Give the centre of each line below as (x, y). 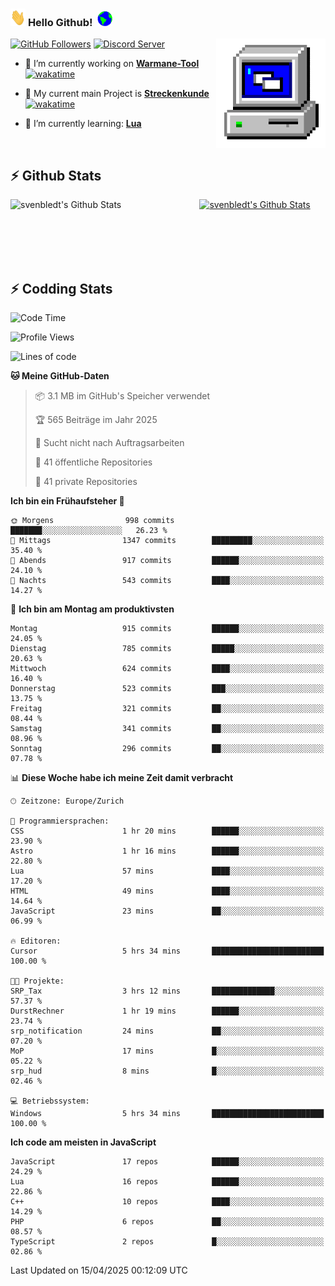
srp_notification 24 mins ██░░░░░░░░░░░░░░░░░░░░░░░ (167, 1031)
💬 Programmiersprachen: (60, 821)
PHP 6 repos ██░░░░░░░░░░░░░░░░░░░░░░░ (167, 1221)
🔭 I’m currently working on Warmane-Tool (112, 64)
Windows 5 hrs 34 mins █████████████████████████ (167, 1113)
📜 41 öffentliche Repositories (93, 462)
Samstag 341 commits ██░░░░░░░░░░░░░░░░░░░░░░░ (167, 728)
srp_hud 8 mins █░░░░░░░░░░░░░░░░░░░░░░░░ (167, 1071)
